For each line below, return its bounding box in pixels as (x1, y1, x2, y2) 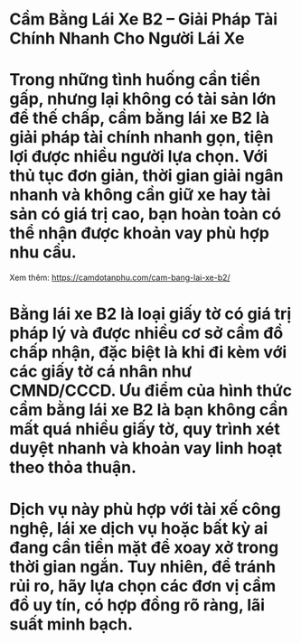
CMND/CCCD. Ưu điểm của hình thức (9, 380, 292, 401)
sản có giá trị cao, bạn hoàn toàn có (9, 204, 282, 225)
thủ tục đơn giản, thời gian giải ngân (9, 165, 284, 186)
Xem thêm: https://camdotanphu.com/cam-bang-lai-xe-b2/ (9, 272, 230, 284)
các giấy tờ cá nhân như (9, 361, 193, 382)
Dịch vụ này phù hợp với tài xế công (9, 499, 282, 519)
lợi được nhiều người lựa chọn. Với (9, 146, 268, 167)
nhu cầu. (9, 242, 77, 263)
